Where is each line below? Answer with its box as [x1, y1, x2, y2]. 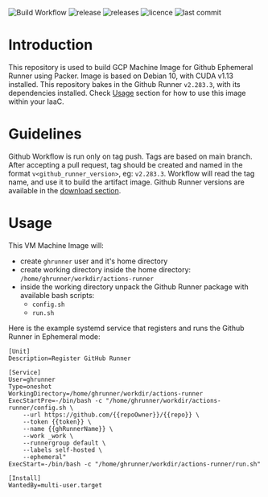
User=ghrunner [8, 375, 56, 383]
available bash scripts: [19, 290, 95, 300]
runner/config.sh [8, 404, 67, 412]
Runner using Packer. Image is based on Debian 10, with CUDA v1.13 [8, 71, 233, 81]
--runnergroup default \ [23, 439, 106, 447]
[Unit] [8, 347, 31, 355]
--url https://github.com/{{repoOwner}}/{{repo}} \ [23, 411, 200, 419]
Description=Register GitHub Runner [8, 354, 131, 362]
